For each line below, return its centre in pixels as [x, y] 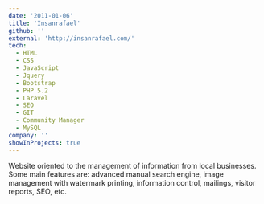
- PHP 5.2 [32, 90]
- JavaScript [37, 68]
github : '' [27, 31]
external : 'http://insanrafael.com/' [72, 38]
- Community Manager [50, 120]
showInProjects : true [45, 143]
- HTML [27, 53]
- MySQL [29, 128]
